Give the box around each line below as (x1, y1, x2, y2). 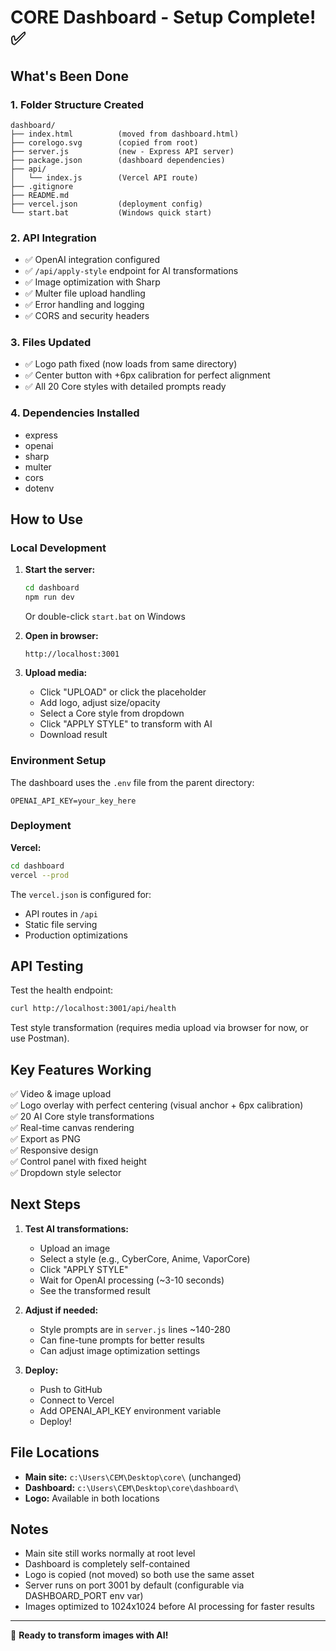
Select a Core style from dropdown (39, 707, 185, 720)
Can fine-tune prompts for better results (39, 1334, 205, 1346)
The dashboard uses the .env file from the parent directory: (10, 776, 255, 788)
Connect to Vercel (39, 1394, 115, 1406)
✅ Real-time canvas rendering (10, 1122, 135, 1134)
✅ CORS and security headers (24, 310, 150, 322)
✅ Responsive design (10, 1144, 99, 1156)
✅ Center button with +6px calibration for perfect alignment (24, 369, 271, 381)
